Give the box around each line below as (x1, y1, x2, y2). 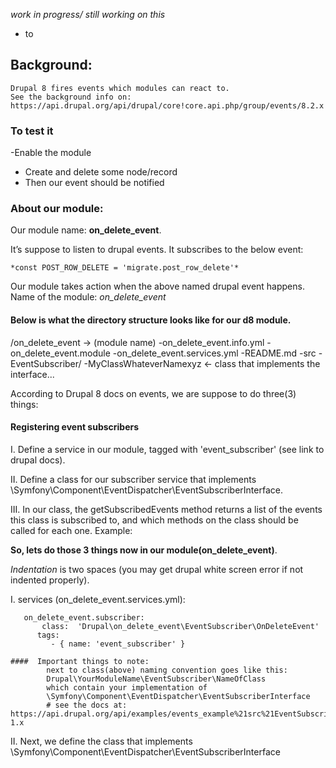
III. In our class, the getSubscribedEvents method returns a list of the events (10, 503, 323, 515)
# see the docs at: (46, 700, 128, 710)
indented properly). (10, 574, 90, 586)
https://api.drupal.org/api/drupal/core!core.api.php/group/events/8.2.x (10, 100, 325, 111)
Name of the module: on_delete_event (10, 291, 167, 303)
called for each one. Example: (10, 524, 133, 536)
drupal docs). (10, 454, 66, 466)
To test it (10, 124, 54, 138)
